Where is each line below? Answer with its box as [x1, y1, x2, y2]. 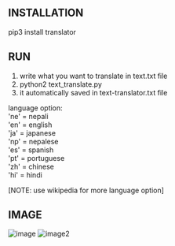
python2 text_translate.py [19, 79, 102, 89]
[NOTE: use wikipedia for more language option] [8, 185, 165, 195]
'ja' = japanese [8, 128, 57, 137]
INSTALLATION [8, 6, 84, 20]
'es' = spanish [8, 145, 54, 155]
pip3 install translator [8, 27, 77, 36]
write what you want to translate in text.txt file [19, 71, 168, 80]
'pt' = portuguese [8, 153, 65, 162]
